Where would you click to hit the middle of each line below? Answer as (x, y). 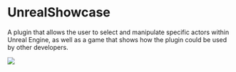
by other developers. (38, 47)
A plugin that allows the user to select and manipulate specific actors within (118, 32)
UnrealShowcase (59, 12)
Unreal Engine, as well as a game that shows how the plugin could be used (117, 39)
